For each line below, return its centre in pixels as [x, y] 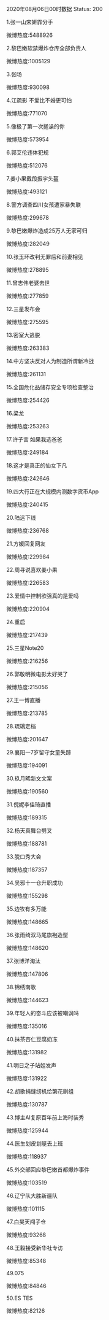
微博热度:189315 [27, 817]
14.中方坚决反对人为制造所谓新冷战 [50, 361]
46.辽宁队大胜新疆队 [32, 1196]
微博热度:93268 [26, 1235]
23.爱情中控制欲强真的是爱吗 [43, 596]
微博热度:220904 [28, 609]
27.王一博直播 [24, 700]
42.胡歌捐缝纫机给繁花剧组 [40, 1091]
